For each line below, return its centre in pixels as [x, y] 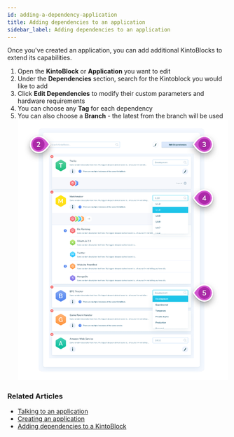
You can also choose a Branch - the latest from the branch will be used [120, 116]
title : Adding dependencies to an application [76, 22]
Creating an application [51, 418]
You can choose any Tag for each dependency [85, 109]
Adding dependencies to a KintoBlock [72, 426]
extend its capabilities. [40, 58]
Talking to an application [53, 411]
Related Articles [35, 396]
